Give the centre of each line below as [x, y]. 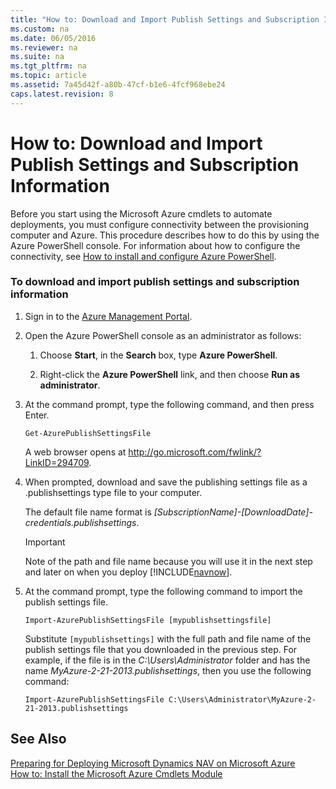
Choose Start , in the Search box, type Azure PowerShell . [158, 355]
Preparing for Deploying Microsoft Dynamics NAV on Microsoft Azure [153, 763]
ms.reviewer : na [44, 47]
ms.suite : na [37, 57]
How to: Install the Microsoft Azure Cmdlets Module [116, 773]
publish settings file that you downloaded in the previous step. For [161, 649]
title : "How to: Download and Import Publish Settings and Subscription [165, 19]
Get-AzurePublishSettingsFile [88, 433]
